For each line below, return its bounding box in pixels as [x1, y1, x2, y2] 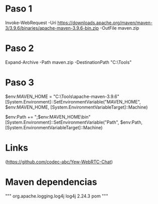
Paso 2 [5, 43, 34, 54]
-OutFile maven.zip [100, 25, 139, 31]
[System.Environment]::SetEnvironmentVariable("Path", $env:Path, [5, 119, 143, 125]
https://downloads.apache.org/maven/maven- [57, 20, 153, 26]
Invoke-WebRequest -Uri [5, 20, 57, 26]
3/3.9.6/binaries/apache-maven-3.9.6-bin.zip [5, 25, 99, 31]
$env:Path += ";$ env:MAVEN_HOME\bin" [5, 114, 91, 120]
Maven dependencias [5, 176, 97, 187]
